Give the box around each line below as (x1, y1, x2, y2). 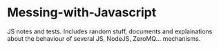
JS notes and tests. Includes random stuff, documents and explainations (7, 27, 213, 35)
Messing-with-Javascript (7, 5, 157, 20)
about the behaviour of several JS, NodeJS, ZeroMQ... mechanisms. (7, 34, 201, 42)
